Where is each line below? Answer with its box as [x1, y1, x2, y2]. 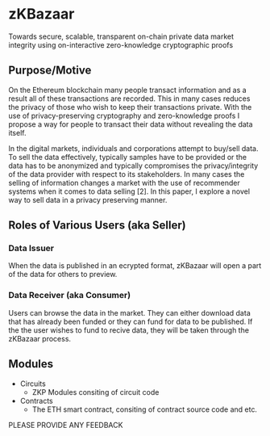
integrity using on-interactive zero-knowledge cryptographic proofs [8, 40, 234, 49]
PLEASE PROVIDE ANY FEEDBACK [8, 420, 123, 430]
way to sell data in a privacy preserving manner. [8, 195, 168, 204]
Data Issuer [8, 243, 55, 254]
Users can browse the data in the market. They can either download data [8, 308, 251, 317]
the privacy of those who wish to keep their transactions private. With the [8, 102, 252, 111]
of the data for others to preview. [8, 270, 118, 279]
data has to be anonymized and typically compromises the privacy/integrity [8, 161, 259, 170]
